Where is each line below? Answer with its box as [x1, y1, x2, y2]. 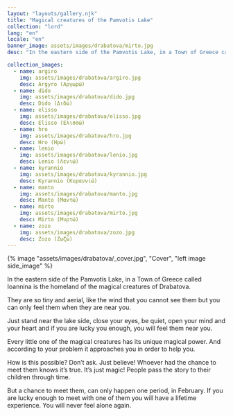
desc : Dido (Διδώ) [19, 100, 73, 107]
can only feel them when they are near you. [7, 303, 132, 312]
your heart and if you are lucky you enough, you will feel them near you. [7, 324, 213, 333]
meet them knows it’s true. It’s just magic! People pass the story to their [7, 365, 212, 374]
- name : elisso [13, 107, 58, 114]
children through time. [7, 373, 71, 381]
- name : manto [13, 184, 54, 191]
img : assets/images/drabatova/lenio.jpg [19, 152, 138, 159]
